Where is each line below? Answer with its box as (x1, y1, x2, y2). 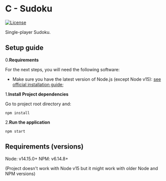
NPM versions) (5, 171, 36, 177)
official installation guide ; (12, 81, 64, 87)
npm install (5, 110, 30, 115)
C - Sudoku (5, 3, 53, 14)
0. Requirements (5, 57, 39, 63)
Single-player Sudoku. (5, 29, 51, 35)
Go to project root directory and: (5, 101, 72, 107)
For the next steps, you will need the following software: (5, 66, 120, 72)
